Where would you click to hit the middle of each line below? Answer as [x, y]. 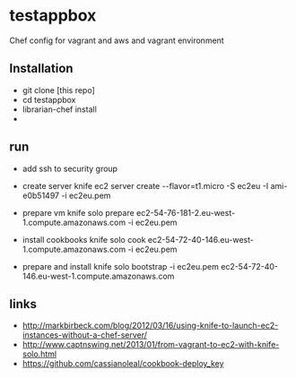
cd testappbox [49, 99]
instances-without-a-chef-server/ [85, 335]
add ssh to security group [70, 168]
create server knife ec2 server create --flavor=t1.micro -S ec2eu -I [145, 185]
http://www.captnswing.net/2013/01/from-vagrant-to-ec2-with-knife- [151, 345]
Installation [41, 69]
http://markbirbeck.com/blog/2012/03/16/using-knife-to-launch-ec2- [150, 326]
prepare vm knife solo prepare [78, 212]
